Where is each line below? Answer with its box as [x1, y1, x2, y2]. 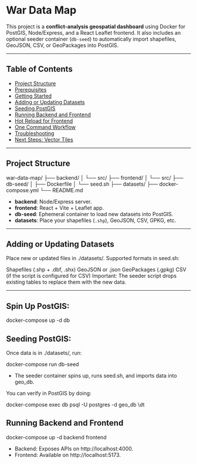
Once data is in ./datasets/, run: [6, 349, 82, 356]
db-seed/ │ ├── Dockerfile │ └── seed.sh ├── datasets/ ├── [6, 180, 158, 187]
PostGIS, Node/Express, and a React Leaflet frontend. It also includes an [6, 29, 181, 36]
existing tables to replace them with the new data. [6, 278, 127, 285]
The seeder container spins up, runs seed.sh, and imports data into [14, 372, 177, 379]
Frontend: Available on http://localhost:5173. [14, 451, 121, 458]
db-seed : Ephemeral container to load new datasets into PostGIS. [14, 210, 174, 217]
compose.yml [6, 186, 39, 194]
